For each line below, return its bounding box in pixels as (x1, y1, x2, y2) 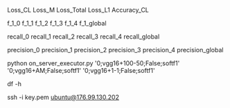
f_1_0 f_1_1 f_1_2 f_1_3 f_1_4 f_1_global (7, 19, 107, 27)
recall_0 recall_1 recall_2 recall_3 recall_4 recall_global (7, 32, 160, 41)
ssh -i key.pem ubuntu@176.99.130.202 (7, 93, 120, 101)
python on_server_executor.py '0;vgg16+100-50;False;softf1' (7, 59, 180, 67)
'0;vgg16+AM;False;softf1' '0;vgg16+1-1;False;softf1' (7, 67, 155, 74)
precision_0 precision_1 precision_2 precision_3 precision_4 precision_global (7, 46, 224, 54)
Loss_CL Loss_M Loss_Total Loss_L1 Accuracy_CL (7, 6, 149, 14)
